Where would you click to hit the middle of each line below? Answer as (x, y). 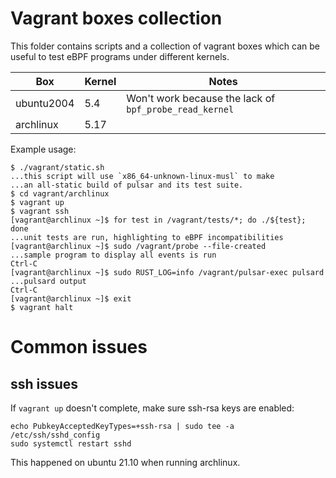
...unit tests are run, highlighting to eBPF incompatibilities (147, 237)
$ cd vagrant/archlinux (60, 193)
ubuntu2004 (45, 103)
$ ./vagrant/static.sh (57, 167)
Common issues (79, 347)
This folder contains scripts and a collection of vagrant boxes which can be (165, 46)
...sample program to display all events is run (113, 255)
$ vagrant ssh (40, 211)
